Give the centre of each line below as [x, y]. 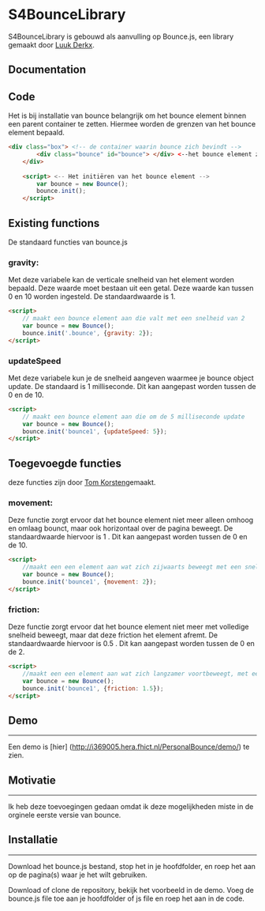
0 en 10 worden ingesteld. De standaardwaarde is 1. [92, 297]
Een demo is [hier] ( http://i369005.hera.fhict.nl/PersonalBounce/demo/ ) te [129, 747]
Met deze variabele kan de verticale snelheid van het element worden [121, 280]
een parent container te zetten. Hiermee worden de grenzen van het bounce [132, 124]
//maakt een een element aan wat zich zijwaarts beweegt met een [132, 567]
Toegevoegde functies [65, 463]
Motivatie [32, 780]
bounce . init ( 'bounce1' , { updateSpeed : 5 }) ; [95, 431]
